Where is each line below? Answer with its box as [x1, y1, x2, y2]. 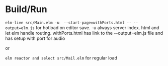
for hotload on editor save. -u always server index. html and [36, 24, 159, 31]
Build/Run [5, 4, 47, 15]
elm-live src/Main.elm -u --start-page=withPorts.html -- [5, 20, 132, 25]
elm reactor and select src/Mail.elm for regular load [5, 54, 117, 61]
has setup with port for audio [5, 35, 65, 41]
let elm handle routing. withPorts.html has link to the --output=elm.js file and [5, 30, 163, 36]
